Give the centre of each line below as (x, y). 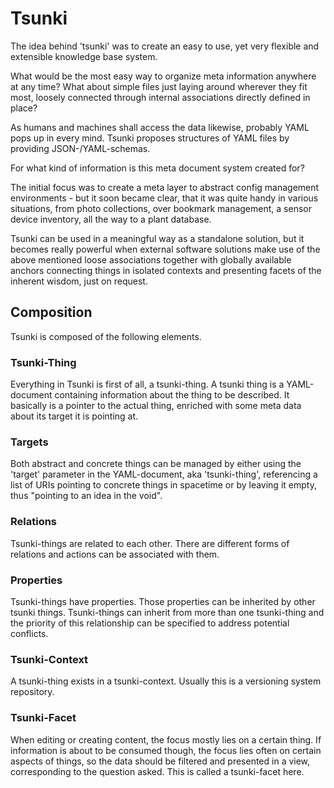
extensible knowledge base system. (84, 56)
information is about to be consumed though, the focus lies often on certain (166, 750)
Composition (51, 312)
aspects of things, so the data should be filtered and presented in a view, (160, 761)
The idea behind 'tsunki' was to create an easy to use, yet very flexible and (165, 46)
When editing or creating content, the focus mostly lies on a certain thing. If (166, 739)
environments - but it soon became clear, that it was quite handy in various (164, 198)
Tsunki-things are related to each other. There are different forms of (150, 543)
